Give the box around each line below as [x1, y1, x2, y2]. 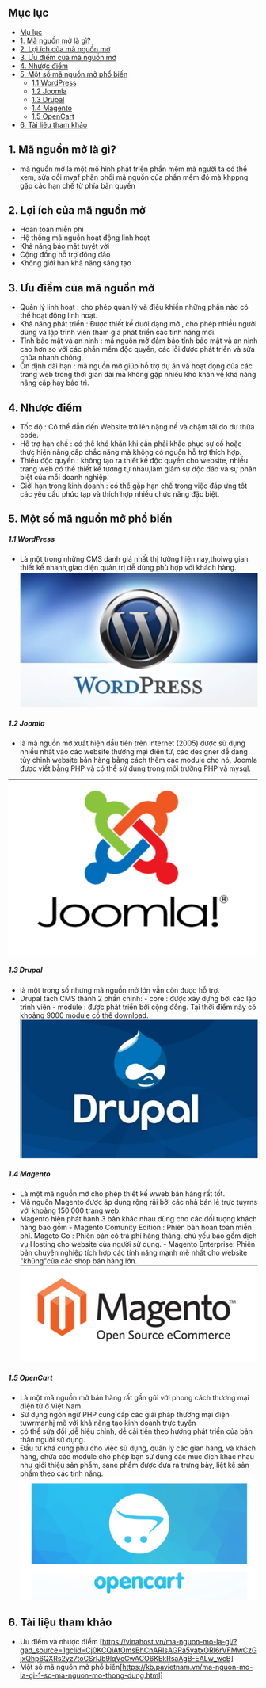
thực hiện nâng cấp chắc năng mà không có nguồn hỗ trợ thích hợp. [19, 448, 242, 457]
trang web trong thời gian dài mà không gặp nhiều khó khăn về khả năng [19, 370, 256, 379]
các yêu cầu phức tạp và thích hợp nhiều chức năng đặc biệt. [19, 490, 220, 499]
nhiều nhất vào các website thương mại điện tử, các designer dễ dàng [19, 747, 248, 756]
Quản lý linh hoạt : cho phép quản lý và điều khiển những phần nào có [19, 303, 249, 312]
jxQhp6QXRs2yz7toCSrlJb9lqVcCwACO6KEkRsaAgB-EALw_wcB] [19, 1653, 234, 1663]
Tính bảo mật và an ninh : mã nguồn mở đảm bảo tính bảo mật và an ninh [19, 336, 258, 345]
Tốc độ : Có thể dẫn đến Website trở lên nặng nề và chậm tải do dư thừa [19, 422, 255, 432]
